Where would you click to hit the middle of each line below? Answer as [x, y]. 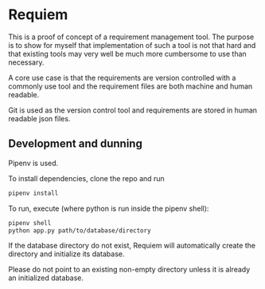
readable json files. [39, 118]
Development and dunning [76, 144]
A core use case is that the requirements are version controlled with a [122, 77]
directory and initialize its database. [66, 254]
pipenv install [33, 193]
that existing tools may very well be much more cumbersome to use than [127, 53]
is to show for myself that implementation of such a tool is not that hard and [132, 45]
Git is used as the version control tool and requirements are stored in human [132, 110]
